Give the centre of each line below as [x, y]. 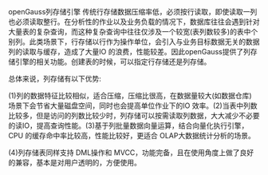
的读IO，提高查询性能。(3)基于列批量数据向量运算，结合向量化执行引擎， [128, 125]
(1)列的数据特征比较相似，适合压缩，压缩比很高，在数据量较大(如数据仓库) [130, 95]
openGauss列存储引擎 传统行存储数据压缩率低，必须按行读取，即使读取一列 [133, 12]
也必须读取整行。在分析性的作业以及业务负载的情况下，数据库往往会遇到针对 [134, 22]
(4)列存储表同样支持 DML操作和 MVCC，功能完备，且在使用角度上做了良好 [131, 153]
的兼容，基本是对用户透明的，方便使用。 [75, 163]
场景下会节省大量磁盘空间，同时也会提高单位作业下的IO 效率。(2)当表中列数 [133, 105]
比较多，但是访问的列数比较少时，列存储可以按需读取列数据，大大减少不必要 [134, 115]
